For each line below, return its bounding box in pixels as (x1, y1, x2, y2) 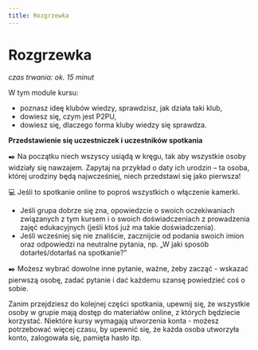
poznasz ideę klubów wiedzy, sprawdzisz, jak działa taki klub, (19, 103, 223, 112)
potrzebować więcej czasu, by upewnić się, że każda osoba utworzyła (8, 324, 240, 334)
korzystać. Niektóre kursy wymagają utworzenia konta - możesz (8, 316, 219, 325)
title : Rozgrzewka (8, 11, 69, 20)
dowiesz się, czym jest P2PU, (19, 111, 117, 121)
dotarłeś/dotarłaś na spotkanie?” (19, 247, 127, 257)
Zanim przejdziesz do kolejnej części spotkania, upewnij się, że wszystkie (8, 299, 251, 309)
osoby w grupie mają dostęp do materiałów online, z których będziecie (8, 307, 240, 317)
